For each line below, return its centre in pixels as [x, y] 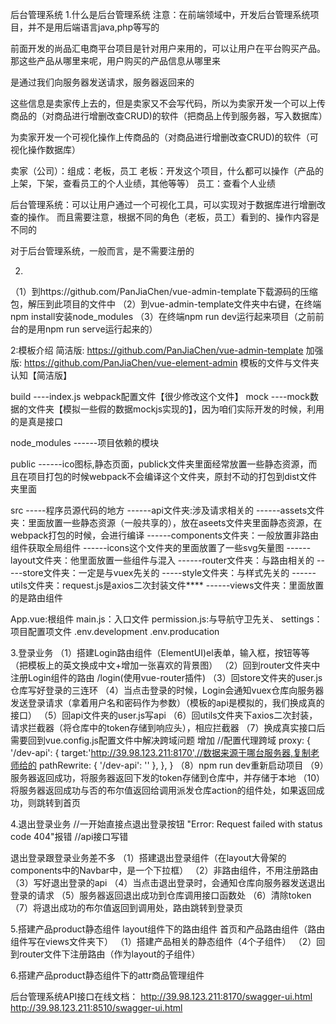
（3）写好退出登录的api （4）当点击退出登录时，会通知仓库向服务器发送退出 [168, 882]
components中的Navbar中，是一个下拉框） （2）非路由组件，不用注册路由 [164, 870]
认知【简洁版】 [41, 375]
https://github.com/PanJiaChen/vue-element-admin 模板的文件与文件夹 [171, 362]
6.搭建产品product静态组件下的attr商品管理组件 [107, 975]
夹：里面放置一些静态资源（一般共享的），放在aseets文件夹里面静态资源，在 [166, 522]
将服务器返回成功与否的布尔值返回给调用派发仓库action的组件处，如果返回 [163, 790]
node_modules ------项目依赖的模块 [85, 442]
